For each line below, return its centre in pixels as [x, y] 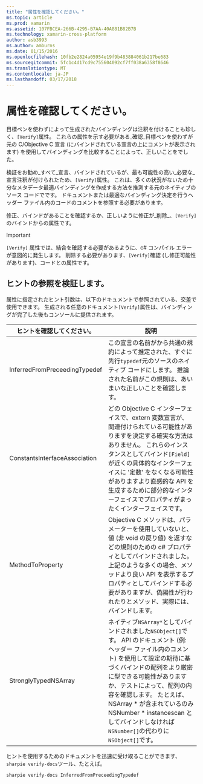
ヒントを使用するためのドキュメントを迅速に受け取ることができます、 [93, 756]
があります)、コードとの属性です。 [49, 263]
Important [18, 235]
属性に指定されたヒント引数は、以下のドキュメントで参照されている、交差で [101, 299]
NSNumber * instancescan [146, 713]
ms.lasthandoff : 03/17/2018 [42, 79]
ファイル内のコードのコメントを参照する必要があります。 [95, 203]
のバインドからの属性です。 [40, 223]
